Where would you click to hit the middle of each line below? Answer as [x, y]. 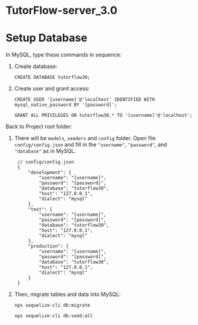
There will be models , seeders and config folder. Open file [85, 138]
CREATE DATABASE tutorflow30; [52, 78]
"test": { [40, 209]
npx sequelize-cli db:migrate [52, 305]
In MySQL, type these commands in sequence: [63, 55]
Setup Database [47, 38]
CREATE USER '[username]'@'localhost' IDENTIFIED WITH [85, 100]
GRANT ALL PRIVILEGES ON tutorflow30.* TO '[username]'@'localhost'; [104, 116]
